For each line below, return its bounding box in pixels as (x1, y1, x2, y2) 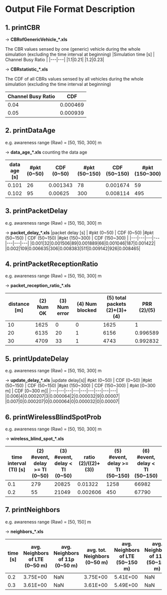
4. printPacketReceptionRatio (5, 260, 98, 268)
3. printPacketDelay (5, 207, 68, 215)
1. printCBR (5, 23, 40, 32)
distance (8, 301, 30, 308)
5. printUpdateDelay (5, 354, 69, 363)
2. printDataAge (5, 126, 56, 135)
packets (106, 301, 127, 308)
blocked (77, 307, 97, 314)
